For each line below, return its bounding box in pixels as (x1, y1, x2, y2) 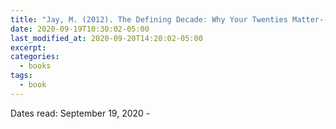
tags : (10, 71, 33, 81)
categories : (10, 52, 60, 62)
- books (19, 61, 52, 71)
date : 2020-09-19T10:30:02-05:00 (10, 24, 150, 34)
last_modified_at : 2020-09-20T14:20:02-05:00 (10, 33, 203, 43)
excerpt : (10, 42, 47, 53)
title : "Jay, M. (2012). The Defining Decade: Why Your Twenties (10, 14, 288, 25)
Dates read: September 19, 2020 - (10, 107, 151, 119)
